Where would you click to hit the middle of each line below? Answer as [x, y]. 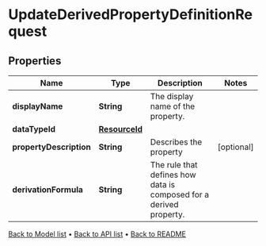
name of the [173, 106]
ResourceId [121, 129]
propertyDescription [51, 147]
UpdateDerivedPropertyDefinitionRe [131, 15]
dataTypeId [34, 129]
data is [163, 184]
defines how [173, 175]
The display [172, 96]
